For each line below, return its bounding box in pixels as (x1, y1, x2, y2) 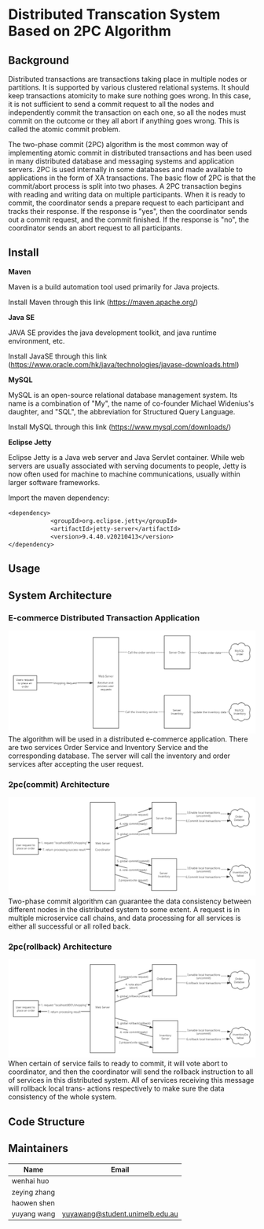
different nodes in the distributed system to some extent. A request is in (8, 905, 240, 914)
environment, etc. (8, 336, 65, 345)
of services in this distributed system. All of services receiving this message (8, 1076, 255, 1085)
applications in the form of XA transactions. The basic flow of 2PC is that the (8, 173, 256, 182)
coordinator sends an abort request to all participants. (8, 223, 183, 233)
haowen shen (11, 1198, 55, 1208)
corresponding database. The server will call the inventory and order (8, 751, 230, 760)
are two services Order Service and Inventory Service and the (8, 743, 209, 752)
